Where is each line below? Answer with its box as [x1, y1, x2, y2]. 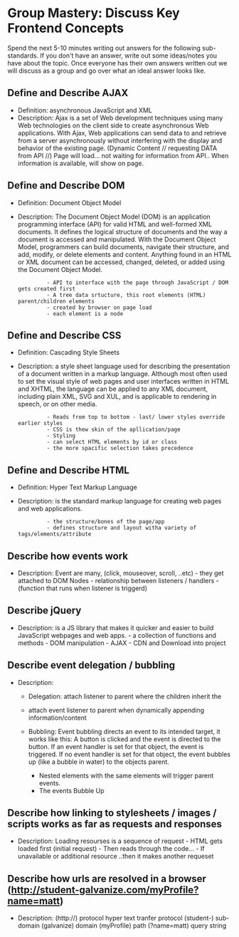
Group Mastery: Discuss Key [7, 5, 180, 21]
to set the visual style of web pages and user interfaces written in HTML [17, 377, 230, 386]
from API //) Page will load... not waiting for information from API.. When [17, 151, 229, 159]
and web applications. [17, 504, 83, 513]
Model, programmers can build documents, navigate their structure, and [17, 242, 230, 251]
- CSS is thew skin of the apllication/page [46, 426, 181, 434]
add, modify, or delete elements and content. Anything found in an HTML [17, 250, 232, 258]
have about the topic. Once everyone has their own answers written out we [7, 58, 228, 67]
